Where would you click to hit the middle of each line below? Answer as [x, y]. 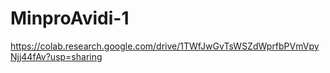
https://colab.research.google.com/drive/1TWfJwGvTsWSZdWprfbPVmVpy [165, 46]
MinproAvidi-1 [70, 18]
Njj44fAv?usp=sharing [56, 56]
